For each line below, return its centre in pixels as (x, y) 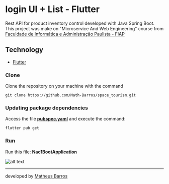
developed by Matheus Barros (36, 176)
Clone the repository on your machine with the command (64, 86)
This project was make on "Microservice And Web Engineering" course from (84, 28)
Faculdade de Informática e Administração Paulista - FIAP (65, 34)
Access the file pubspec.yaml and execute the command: (65, 119)
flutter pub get (22, 128)
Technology (24, 50)
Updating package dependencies (47, 108)
